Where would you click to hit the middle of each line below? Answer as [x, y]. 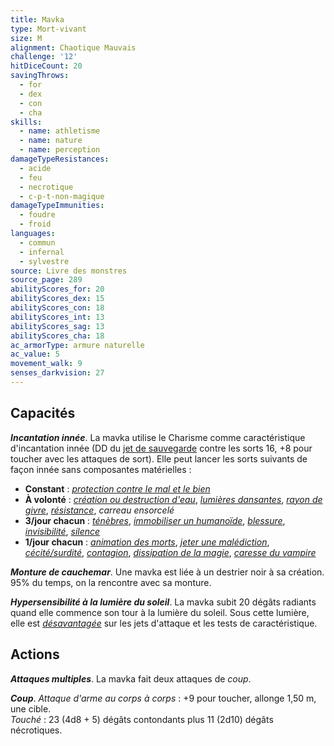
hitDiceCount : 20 [46, 66]
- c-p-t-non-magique [62, 196]
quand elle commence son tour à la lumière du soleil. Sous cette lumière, [160, 612]
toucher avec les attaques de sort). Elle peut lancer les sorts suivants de [159, 458]
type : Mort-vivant [48, 29]
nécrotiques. [36, 730]
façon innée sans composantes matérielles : [101, 469]
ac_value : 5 [35, 354]
